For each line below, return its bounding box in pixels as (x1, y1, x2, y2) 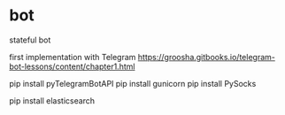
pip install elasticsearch (9, 95, 96, 106)
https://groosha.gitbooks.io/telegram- (137, 51, 276, 62)
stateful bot (9, 34, 51, 45)
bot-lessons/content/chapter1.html (9, 61, 135, 72)
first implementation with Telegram (9, 51, 136, 62)
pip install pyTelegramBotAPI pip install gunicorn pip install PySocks (9, 78, 257, 88)
